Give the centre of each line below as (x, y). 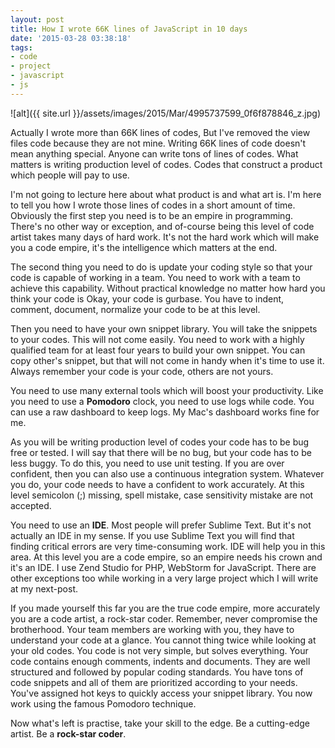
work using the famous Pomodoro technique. (103, 703)
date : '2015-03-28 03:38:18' (71, 38)
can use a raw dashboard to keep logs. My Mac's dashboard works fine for (165, 412)
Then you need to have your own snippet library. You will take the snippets (164, 328)
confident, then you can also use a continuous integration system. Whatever (167, 473)
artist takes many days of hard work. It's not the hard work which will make (165, 237)
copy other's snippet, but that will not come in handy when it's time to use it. (167, 360)
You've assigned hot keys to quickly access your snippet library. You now (161, 693)
